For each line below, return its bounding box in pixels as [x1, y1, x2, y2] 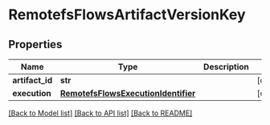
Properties [8, 38, 63, 51]
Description [203, 62, 249, 72]
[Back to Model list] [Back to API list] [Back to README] [8, 108, 193, 118]
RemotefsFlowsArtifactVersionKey [8, 6, 247, 24]
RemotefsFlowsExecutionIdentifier [59, 88, 196, 99]
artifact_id [12, 75, 53, 86]
